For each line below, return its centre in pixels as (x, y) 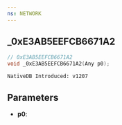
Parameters (33, 97)
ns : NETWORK (24, 13)
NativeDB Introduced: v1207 (48, 77)
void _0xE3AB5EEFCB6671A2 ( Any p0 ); (59, 64)
